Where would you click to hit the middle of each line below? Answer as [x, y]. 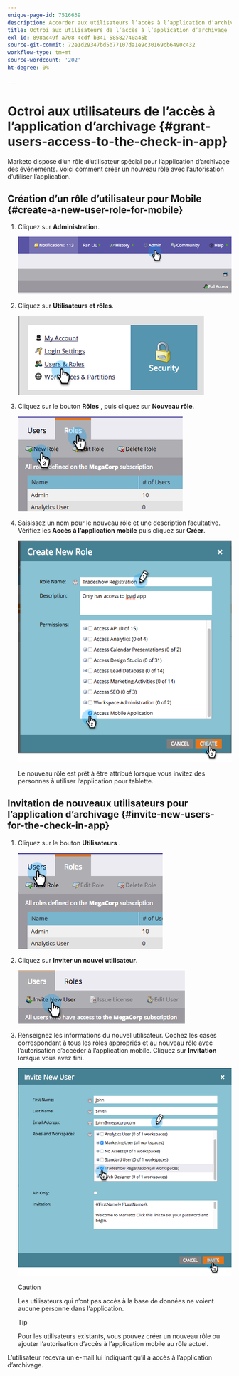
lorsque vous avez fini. [51, 1058]
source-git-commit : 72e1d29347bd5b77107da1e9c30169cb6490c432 [101, 45]
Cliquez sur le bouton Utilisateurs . [69, 843]
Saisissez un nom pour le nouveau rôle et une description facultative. [119, 523]
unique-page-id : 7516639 [44, 15]
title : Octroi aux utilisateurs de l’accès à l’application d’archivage [117, 30]
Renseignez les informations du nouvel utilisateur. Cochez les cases [117, 1035]
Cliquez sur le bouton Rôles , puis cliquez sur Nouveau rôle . [106, 407]
